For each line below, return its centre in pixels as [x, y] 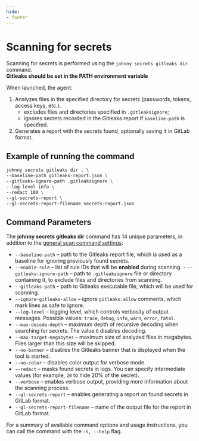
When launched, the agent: [39, 88]
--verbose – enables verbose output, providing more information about [101, 382]
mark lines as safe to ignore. [49, 305]
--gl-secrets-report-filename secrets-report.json [70, 203]
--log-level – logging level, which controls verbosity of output [91, 312]
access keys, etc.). [38, 106]
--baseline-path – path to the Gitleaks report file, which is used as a [98, 254]
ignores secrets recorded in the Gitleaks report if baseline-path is [104, 118]
